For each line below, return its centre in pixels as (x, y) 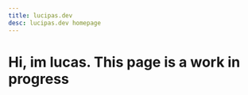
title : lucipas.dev (41, 15)
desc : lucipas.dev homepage (55, 23)
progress (39, 79)
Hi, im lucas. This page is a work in (124, 62)
